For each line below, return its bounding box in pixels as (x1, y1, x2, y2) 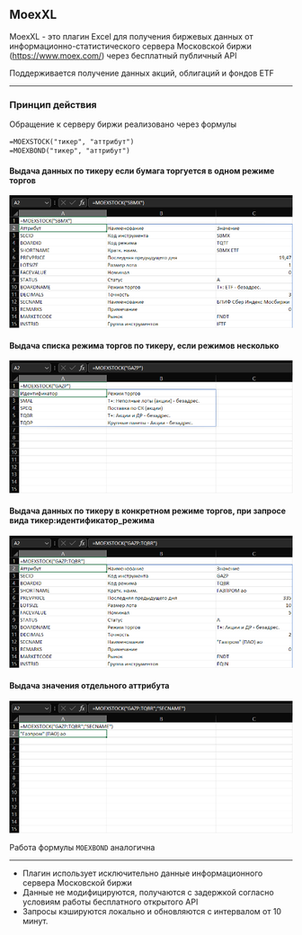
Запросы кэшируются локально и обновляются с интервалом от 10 (22, 906, 281, 917)
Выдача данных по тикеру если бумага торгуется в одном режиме (9, 165, 275, 176)
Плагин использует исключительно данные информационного (22, 868, 263, 879)
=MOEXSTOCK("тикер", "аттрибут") (9, 138, 135, 147)
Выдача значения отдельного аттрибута (9, 680, 170, 690)
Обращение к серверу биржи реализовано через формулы (9, 119, 237, 129)
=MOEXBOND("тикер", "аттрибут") (9, 147, 130, 156)
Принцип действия (9, 98, 97, 111)
